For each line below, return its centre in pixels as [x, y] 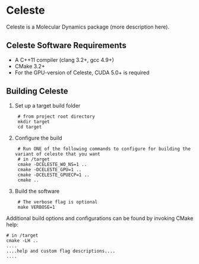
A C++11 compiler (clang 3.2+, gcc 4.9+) [64, 59]
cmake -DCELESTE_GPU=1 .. [50, 169]
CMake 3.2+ [30, 66]
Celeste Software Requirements [66, 45]
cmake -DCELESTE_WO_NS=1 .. [52, 164]
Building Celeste [37, 91]
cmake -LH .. [22, 241]
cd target [30, 127]
